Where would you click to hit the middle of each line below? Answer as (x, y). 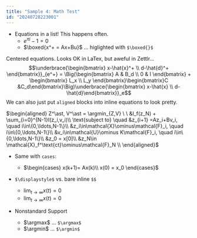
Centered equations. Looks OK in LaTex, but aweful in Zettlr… (80, 59)
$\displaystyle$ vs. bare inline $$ (56, 179)
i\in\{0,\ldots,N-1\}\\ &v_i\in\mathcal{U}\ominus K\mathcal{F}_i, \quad (90, 133)
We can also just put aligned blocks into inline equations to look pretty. (92, 102)
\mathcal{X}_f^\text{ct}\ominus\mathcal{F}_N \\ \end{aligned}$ (82, 145)
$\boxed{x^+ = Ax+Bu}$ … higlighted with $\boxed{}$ (88, 47)
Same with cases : (36, 156)
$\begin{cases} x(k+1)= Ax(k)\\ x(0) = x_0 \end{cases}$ (91, 168)
